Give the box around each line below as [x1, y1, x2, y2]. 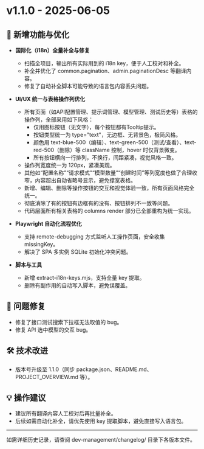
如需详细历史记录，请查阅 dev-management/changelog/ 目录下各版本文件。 [6, 436, 195, 444]
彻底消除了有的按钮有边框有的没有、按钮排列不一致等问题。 [24, 200, 174, 207]
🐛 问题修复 [6, 301, 46, 312]
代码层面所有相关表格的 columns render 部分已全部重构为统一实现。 [24, 207, 194, 214]
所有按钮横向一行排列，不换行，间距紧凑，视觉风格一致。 [33, 154, 177, 161]
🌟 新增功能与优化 [6, 29, 70, 40]
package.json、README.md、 [76, 366, 152, 373]
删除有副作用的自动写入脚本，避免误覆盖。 [24, 282, 131, 289]
